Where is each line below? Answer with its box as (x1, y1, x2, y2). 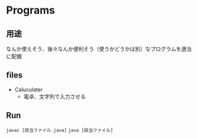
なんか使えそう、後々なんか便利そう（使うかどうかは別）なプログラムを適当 (6, 46, 192, 52)
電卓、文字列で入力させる (23, 93, 86, 100)
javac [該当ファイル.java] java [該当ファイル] (6, 127, 113, 133)
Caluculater (14, 86, 43, 93)
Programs (6, 4, 55, 17)
